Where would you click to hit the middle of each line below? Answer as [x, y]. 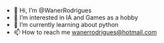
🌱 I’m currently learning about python [66, 25]
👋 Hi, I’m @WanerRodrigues [53, 10]
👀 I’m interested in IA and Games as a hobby [76, 17]
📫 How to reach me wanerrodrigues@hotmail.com [85, 32]
